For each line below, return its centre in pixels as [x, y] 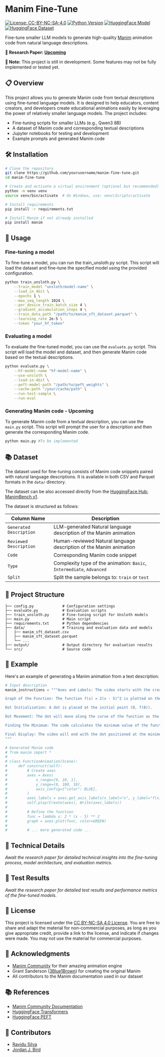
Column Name [28, 518]
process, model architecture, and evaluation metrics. [59, 863]
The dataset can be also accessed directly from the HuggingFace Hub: [77, 492]
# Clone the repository [29, 169]
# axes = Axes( [29, 775]
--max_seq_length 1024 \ [39, 301]
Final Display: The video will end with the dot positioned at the [76, 734]
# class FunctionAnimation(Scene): [41, 762]
